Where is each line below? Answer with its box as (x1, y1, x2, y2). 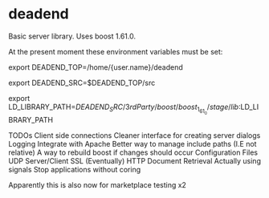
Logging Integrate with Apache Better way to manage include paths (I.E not (8, 139, 257, 148)
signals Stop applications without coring (8, 165, 141, 174)
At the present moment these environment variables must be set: (8, 46, 223, 56)
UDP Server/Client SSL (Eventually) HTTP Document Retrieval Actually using (8, 156, 261, 165)
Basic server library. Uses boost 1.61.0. (8, 31, 137, 41)
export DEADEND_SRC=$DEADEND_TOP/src (8, 78, 156, 87)
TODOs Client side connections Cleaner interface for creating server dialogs (8, 131, 261, 140)
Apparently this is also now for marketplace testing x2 (8, 180, 187, 189)
